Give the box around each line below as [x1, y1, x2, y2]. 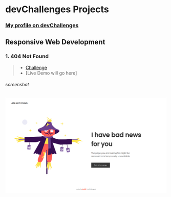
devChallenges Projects [5, 4, 109, 15]
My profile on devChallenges [5, 22, 79, 29]
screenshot [5, 82, 29, 88]
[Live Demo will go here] [25, 70, 77, 76]
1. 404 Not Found [5, 53, 49, 60]
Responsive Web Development [5, 37, 105, 46]
